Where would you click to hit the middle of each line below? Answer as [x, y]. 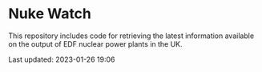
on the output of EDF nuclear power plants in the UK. [95, 44]
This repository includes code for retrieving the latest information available [131, 36]
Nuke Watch [50, 14]
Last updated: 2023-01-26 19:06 [62, 59]
